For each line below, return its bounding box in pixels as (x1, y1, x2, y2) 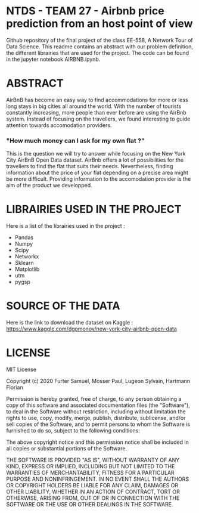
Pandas (14, 234, 34, 241)
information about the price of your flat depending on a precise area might (6, 169, 189, 177)
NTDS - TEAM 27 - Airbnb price (6, 4, 165, 18)
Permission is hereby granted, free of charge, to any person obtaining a (6, 395, 182, 402)
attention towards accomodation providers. (6, 121, 112, 129)
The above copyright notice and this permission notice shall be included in (6, 438, 189, 446)
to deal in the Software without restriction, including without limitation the (6, 407, 186, 415)
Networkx (14, 253, 39, 260)
